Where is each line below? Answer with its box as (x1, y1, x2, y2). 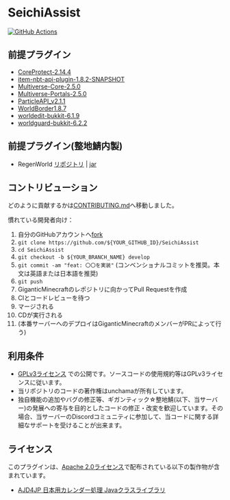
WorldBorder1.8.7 (17, 104, 67, 112)
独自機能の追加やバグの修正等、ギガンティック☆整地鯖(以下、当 (17, 396, 201, 404)
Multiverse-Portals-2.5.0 (17, 89, 88, 97)
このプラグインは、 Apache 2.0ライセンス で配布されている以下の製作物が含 (8, 463, 220, 471)
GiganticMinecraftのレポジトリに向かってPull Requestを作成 (17, 285, 188, 294)
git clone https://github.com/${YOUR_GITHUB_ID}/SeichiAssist (17, 239, 199, 246)
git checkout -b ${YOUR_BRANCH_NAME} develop (17, 254, 150, 261)
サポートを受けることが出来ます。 (29, 421, 126, 429)
